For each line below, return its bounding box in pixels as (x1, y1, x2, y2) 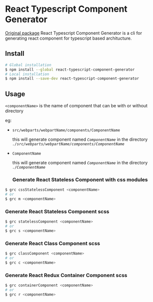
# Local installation (5, 72, 50, 76)
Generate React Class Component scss (5, 240, 101, 247)
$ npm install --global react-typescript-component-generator (5, 67, 135, 72)
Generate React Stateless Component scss (5, 208, 109, 215)
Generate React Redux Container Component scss (5, 272, 127, 278)
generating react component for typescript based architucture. (5, 35, 132, 41)
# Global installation (5, 62, 51, 67)
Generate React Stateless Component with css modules (12, 176, 148, 183)
